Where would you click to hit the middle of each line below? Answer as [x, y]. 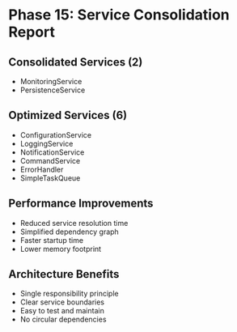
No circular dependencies [63, 319]
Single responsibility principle [69, 294]
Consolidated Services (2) [76, 62]
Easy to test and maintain [62, 311]
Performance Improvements [81, 204]
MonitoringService [51, 81]
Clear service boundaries [62, 302]
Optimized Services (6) [68, 115]
